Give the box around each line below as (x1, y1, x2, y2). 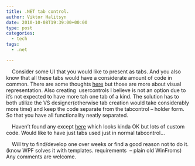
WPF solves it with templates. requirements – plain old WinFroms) (22, 147, 182, 154)
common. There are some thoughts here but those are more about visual (6, 80, 182, 87)
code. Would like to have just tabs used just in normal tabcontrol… (6, 129, 165, 136)
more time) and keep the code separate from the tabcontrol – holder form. (6, 105, 184, 112)
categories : (6, 31, 35, 36)
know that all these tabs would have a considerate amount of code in (6, 74, 173, 81)
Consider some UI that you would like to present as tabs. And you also (11, 68, 182, 75)
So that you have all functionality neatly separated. (6, 111, 129, 118)
